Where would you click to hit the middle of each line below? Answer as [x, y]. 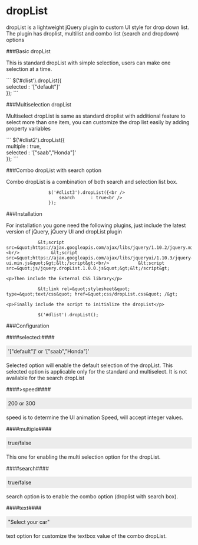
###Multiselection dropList [39, 104]
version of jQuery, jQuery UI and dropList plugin [64, 231]
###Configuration [28, 326]
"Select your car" [29, 522]
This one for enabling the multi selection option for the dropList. [83, 457]
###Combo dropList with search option [54, 170]
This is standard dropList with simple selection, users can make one [88, 63]
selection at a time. [29, 69]
